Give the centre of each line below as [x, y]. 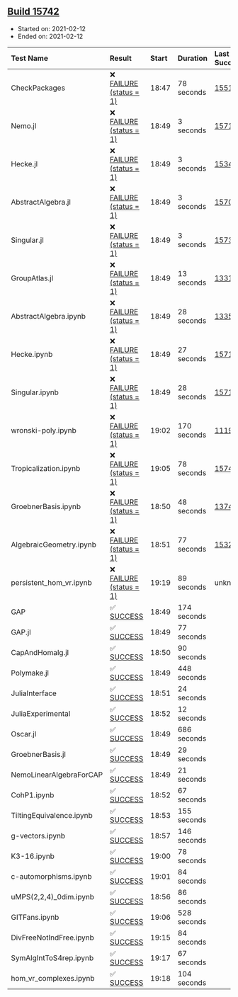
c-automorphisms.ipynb [51, 876]
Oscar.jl [24, 734]
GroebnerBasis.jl [38, 754]
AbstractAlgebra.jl [41, 202]
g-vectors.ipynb [38, 836]
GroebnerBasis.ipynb [46, 506]
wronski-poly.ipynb [44, 430]
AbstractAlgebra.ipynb [49, 316]
